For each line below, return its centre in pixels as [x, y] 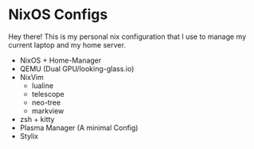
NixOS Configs [58, 15]
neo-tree [46, 102]
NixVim [31, 77]
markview [48, 111]
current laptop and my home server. [67, 44]
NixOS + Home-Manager [61, 60]
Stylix [29, 136]
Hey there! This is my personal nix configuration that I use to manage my [127, 36]
